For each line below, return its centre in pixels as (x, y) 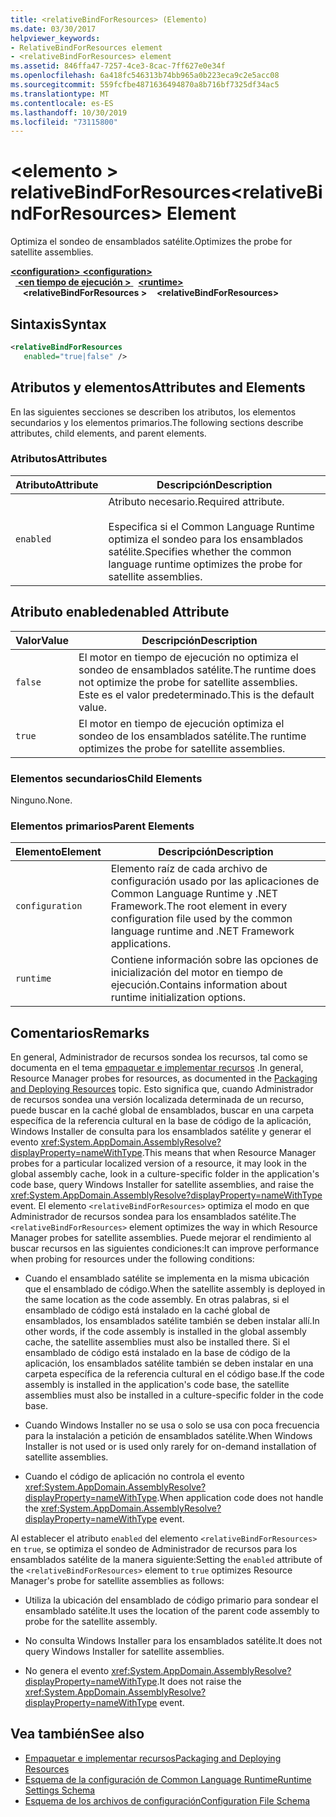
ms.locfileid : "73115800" (64, 122)
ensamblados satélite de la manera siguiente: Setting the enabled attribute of (166, 1560)
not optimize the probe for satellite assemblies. (188, 682)
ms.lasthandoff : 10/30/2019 (69, 112)
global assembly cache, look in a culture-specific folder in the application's (165, 1174)
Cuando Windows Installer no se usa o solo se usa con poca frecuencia (172, 1425)
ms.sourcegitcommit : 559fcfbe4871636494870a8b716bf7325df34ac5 (145, 85)
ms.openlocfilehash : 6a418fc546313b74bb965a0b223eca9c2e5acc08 (145, 76)
